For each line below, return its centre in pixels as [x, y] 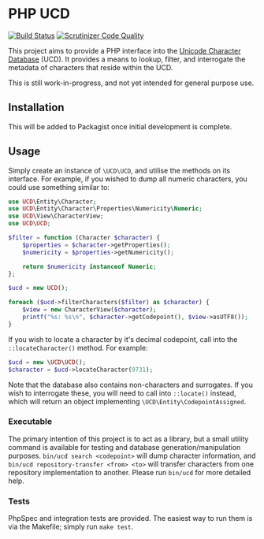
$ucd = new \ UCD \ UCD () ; [47, 362]
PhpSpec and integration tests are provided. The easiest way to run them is [130, 519]
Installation [36, 108]
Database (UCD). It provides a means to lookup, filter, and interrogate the [127, 59]
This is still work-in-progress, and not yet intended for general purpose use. [131, 83]
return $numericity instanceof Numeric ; [89, 266]
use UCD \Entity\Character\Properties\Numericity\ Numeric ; [105, 209]
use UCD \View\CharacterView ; [56, 216]
